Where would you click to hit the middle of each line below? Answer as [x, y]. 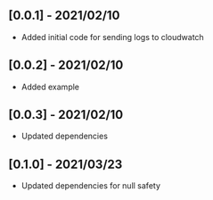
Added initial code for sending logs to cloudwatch [112, 37]
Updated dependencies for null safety [91, 186]
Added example [50, 87]
